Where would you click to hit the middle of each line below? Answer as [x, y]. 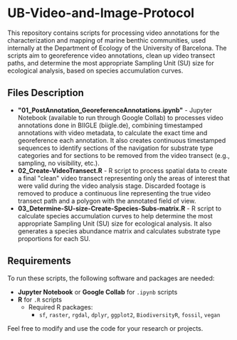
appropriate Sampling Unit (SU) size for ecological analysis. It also [115, 223]
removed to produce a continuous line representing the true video [114, 193]
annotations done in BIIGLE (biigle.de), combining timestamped [110, 125]
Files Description [46, 93]
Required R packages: [60, 307]
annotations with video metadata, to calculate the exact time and [112, 132]
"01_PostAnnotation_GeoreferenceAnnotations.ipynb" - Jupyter [115, 110]
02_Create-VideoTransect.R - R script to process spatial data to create [122, 170]
